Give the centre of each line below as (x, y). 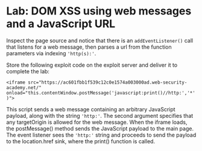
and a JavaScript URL (61, 24)
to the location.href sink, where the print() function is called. (81, 141)
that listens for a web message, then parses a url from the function (89, 47)
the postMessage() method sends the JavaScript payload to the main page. (100, 128)
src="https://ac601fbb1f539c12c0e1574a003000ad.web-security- (108, 82)
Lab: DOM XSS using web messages (99, 11)
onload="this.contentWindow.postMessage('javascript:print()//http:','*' (101, 93)
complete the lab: (28, 71)
